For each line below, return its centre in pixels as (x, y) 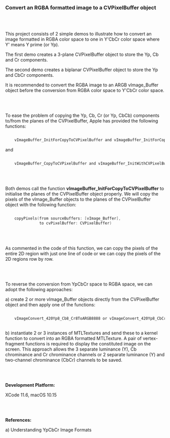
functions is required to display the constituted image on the (88, 343)
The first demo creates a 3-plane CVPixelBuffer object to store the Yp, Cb (82, 54)
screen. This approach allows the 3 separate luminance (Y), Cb (71, 349)
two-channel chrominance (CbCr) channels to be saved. (64, 360)
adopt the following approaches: (39, 289)
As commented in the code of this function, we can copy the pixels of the (82, 248)
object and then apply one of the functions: (50, 304)
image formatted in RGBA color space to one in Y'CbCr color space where (82, 39)
